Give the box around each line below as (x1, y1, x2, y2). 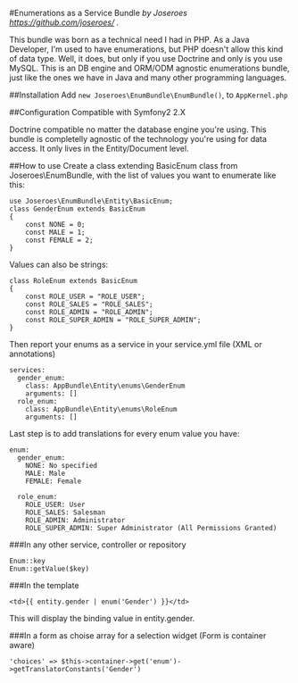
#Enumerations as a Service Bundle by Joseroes (9, 8, 187, 18)
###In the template (9, 580, 79, 590)
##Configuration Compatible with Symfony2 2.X (9, 107, 186, 117)
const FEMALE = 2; (25, 236, 94, 245)
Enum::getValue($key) (9, 564, 90, 573)
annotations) (9, 348, 56, 359)
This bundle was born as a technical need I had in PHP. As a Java (9, 35, 250, 45)
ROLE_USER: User (25, 500, 87, 509)
